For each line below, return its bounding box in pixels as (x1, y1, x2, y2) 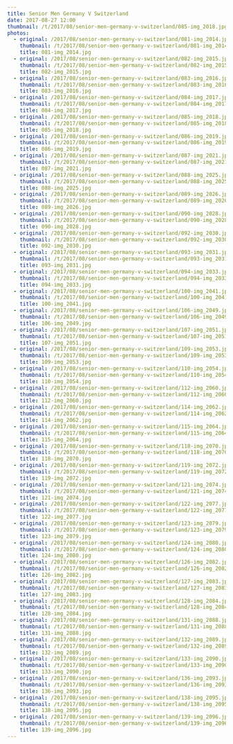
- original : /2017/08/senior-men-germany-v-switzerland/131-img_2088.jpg (13, 617, 231, 624)
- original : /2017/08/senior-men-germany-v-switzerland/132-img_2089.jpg (13, 636, 231, 643)
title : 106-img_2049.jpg (19, 320, 92, 327)
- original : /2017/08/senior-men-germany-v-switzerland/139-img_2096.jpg (13, 713, 231, 720)
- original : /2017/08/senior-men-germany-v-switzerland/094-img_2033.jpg (13, 268, 231, 275)
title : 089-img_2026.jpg (19, 204, 92, 211)
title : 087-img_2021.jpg (19, 164, 92, 172)
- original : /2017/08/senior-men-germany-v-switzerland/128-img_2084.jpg (13, 598, 231, 604)
